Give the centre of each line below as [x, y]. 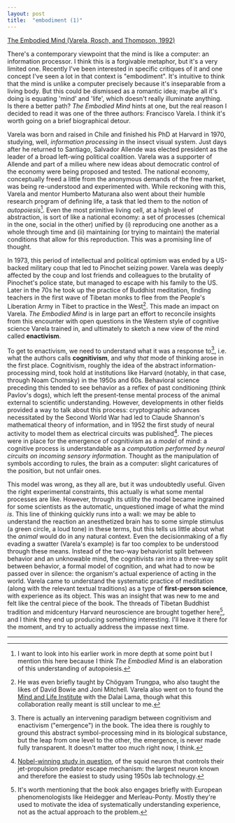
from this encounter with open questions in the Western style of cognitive [113, 321]
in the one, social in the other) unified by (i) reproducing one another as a [113, 225]
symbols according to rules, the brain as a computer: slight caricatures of [113, 463]
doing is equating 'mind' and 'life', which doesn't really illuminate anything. [115, 98]
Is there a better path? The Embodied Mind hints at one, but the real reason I [117, 106]
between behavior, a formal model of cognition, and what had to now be [111, 566]
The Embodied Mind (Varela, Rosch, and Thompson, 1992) [91, 40]
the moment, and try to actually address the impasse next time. [98, 626]
